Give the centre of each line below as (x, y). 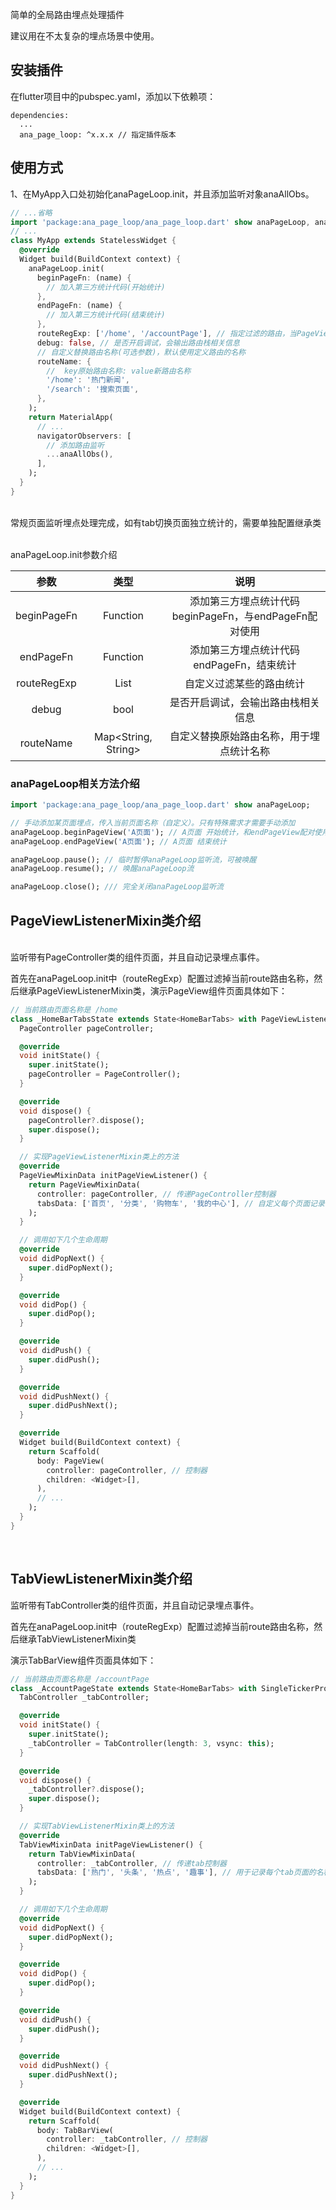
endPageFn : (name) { (79, 306)
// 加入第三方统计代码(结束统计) (106, 315)
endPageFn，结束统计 (245, 665)
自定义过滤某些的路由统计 (244, 683)
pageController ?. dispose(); (86, 1120)
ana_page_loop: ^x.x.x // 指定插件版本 (98, 134)
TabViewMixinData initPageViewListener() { (111, 1844)
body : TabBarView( (75, 2130)
